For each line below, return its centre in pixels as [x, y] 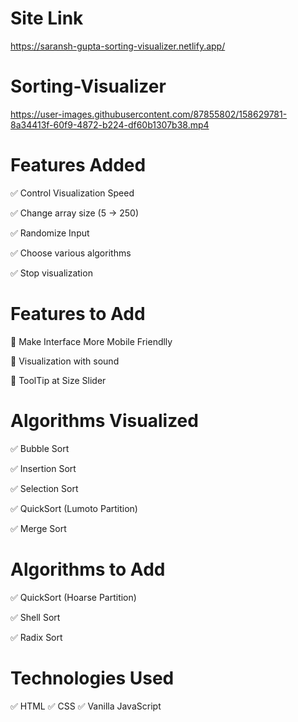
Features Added [78, 165]
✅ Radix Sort [36, 637]
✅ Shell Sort [35, 617]
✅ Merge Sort [38, 528]
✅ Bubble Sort [40, 448]
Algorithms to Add [88, 569]
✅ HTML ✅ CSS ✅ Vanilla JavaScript [86, 706]
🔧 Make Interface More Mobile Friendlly [91, 341]
